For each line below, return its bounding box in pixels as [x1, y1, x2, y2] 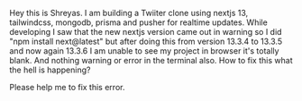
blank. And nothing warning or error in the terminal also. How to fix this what [9, 55, 293, 65]
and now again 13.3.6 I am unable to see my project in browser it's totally [9, 46, 279, 56]
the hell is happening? [9, 64, 91, 75]
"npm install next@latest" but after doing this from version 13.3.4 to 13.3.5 [9, 36, 282, 46]
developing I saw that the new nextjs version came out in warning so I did [9, 27, 282, 37]
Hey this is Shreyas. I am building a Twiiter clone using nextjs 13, [9, 8, 249, 18]
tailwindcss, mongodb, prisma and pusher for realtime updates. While [9, 17, 268, 28]
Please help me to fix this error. [9, 82, 125, 92]
